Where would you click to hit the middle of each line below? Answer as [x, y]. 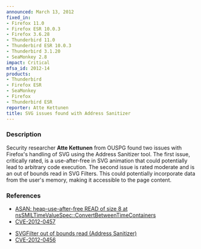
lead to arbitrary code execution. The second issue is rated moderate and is [101, 167]
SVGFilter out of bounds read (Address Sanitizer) [76, 233]
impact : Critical [28, 62]
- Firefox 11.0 [25, 23]
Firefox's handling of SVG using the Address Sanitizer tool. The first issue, [98, 154]
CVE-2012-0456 [35, 239]
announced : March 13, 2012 [40, 12]
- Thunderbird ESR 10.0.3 [39, 46]
